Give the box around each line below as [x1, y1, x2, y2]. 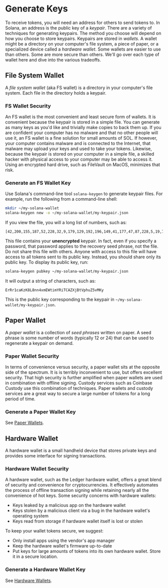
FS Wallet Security [5, 102, 51, 109]
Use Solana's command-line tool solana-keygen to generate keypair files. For [5, 191, 163, 197]
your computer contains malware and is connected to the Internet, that [5, 141, 151, 147]
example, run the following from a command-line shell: [5, 196, 117, 202]
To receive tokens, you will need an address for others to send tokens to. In [5, 20, 160, 26]
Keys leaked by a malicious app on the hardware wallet [12, 502, 126, 508]
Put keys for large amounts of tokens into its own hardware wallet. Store [12, 548, 161, 554]
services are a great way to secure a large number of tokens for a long [5, 391, 150, 397]
